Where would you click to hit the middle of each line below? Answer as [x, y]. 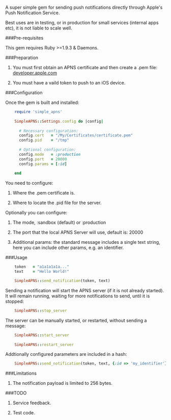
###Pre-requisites [24, 38]
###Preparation [22, 58]
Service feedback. [32, 403]
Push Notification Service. [33, 13]
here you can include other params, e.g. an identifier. [68, 248]
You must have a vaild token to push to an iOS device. [69, 83]
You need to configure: [29, 183]
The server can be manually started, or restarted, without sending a [76, 320]
